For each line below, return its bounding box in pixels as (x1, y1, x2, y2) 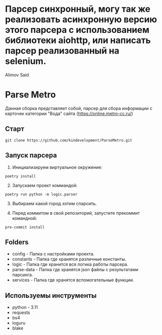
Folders (5, 238, 29, 246)
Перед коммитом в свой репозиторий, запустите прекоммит (12, 210, 140, 216)
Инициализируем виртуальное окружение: (12, 164, 103, 170)
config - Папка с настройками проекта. (12, 251, 94, 257)
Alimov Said (5, 72, 29, 78)
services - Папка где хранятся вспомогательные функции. (12, 277, 135, 283)
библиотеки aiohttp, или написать (5, 35, 151, 46)
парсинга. (12, 272, 33, 278)
